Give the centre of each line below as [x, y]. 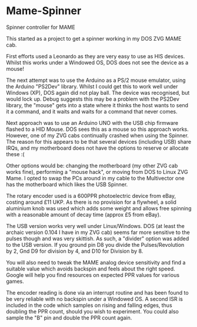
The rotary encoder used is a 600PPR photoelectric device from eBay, [91, 196]
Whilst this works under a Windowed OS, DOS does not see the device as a [97, 62]
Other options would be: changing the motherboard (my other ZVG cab [92, 166]
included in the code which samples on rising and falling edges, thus [89, 305]
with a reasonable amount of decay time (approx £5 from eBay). [84, 214]
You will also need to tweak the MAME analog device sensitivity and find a [96, 262]
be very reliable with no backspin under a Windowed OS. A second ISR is [95, 299]
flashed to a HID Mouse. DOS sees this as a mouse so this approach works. [98, 129]
